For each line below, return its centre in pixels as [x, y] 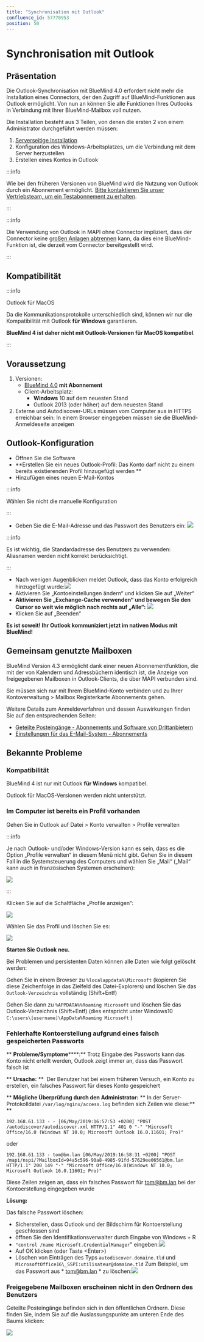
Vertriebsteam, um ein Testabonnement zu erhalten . [72, 197]
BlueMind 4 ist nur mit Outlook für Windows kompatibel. [77, 783]
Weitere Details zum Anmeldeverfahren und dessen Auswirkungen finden [98, 709]
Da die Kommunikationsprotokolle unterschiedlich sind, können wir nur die [100, 315]
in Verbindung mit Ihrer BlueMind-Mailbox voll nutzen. [74, 110]
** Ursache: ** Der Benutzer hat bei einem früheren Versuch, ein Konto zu [100, 1079]
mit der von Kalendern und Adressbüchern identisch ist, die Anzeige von [97, 672]
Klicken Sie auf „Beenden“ [48, 613]
